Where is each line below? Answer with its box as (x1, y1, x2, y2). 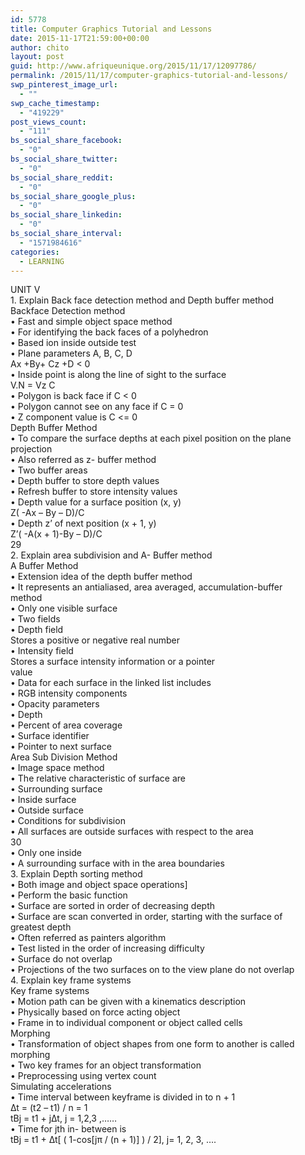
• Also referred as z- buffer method (10, 454, 157, 466)
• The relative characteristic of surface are (10, 772, 186, 785)
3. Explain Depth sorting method (10, 868, 143, 880)
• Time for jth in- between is (10, 1123, 127, 1135)
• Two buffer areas (10, 464, 88, 476)
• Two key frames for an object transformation (10, 1059, 202, 1071)
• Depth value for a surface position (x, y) (10, 496, 182, 508)
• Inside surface (10, 794, 77, 806)
